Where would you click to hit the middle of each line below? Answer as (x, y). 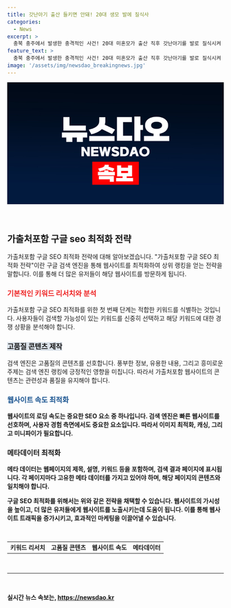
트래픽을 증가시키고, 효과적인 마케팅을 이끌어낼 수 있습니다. (98, 518)
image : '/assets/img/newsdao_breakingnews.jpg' (77, 65)
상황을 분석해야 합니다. (45, 327)
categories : (24, 22)
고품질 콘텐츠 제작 (35, 347)
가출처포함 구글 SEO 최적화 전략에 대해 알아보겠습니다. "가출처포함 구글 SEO (109, 257)
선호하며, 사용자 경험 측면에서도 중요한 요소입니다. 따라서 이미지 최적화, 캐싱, (109, 425)
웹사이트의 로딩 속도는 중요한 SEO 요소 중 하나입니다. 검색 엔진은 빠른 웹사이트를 (113, 416)
